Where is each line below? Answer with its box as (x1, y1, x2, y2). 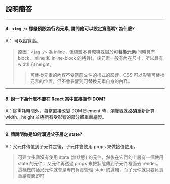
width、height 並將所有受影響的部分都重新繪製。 (5, 114, 107, 120)
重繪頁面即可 (17, 173, 45, 179)
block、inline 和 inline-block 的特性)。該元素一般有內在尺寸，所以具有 (17, 55, 163, 61)
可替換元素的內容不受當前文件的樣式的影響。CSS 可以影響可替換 (30, 72, 165, 78)
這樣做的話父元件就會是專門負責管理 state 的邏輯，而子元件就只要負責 (17, 167, 164, 173)
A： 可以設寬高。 (5, 38, 41, 44)
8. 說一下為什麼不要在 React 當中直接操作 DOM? (5, 96, 106, 102)
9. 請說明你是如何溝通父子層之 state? (5, 131, 82, 137)
